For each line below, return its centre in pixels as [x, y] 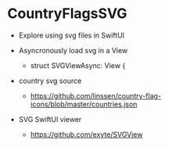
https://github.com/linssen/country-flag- [96, 95]
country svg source [50, 81]
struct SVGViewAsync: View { [78, 65]
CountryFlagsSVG [67, 14]
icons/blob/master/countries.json [84, 104]
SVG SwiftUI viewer [50, 119]
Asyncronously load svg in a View [73, 50]
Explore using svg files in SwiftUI [72, 35]
